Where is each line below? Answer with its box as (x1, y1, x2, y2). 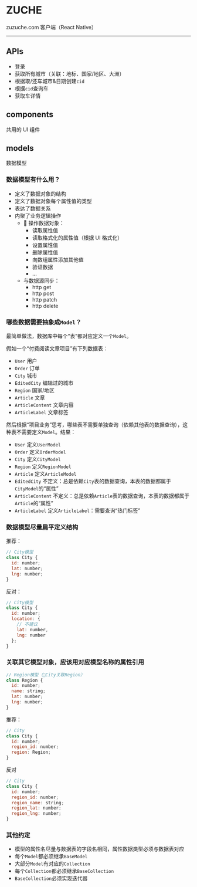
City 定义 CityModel (14, 455, 61, 462)
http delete (32, 302, 59, 309)
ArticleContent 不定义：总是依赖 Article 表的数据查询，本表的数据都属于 (14, 492, 190, 499)
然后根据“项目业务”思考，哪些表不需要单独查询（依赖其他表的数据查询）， (6, 421, 183, 428)
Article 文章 (14, 394, 45, 401)
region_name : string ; (11, 800, 64, 805)
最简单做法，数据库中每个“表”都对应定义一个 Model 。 (6, 332, 132, 339)
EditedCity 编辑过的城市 (14, 379, 74, 386)
